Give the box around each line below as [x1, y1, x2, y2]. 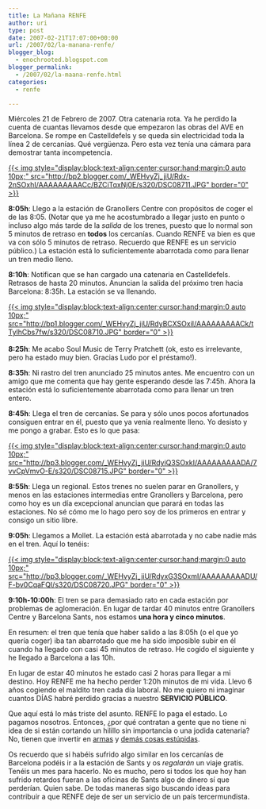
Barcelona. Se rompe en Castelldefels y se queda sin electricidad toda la [8, 131, 245, 141]
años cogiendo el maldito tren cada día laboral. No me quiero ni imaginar [8, 685, 245, 695]
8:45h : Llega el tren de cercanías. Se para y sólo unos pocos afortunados [8, 409, 249, 418]
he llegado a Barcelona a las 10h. [8, 653, 116, 663]
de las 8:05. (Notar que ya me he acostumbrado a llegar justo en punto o [8, 212, 245, 222]
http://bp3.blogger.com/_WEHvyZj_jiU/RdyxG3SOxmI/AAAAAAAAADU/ [26, 572, 258, 581]
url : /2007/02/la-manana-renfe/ [8, 41, 115, 49]
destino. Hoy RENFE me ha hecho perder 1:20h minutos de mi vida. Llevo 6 [8, 676, 253, 687]
